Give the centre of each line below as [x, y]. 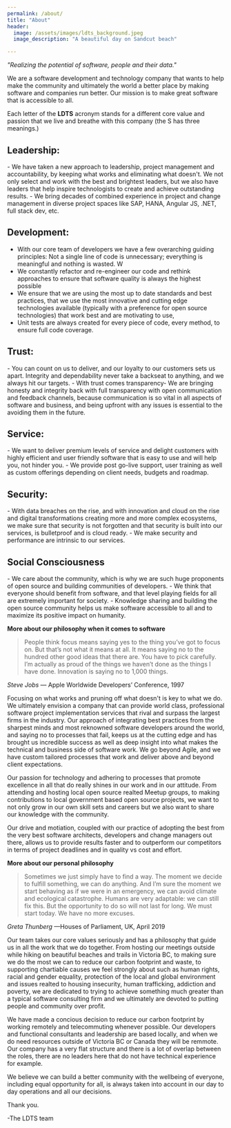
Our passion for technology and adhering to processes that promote [104, 777]
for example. [25, 1063]
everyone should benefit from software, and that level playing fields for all [112, 593]
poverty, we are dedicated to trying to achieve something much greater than [115, 991]
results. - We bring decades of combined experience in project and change [114, 196]
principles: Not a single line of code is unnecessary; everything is [110, 256]
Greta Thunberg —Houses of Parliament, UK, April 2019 [86, 927]
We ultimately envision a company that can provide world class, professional [116, 706]
